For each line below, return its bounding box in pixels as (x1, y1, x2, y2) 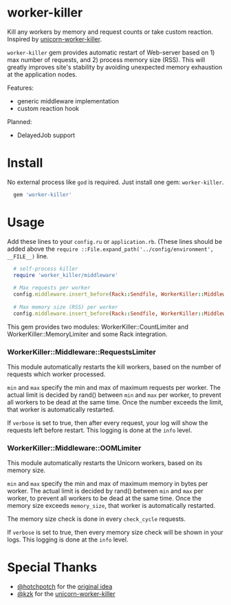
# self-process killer (13, 265, 78, 272)
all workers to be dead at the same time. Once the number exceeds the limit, (7, 398, 223, 406)
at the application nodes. (7, 70, 78, 79)
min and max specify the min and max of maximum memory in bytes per (7, 480, 208, 488)
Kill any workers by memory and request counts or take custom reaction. (7, 28, 213, 36)
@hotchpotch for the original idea (16, 582, 113, 591)
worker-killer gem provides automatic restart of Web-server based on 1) (7, 48, 215, 57)
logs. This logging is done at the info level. (7, 535, 129, 544)
